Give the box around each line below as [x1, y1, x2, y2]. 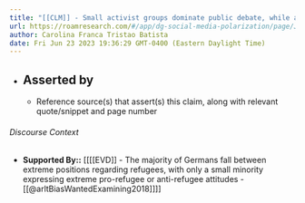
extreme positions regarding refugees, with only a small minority [22, 164, 264, 175]
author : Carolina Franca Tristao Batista [9, 30, 169, 39]
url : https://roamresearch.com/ [9, 22, 132, 31]
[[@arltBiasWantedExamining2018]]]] [22, 183, 162, 195]
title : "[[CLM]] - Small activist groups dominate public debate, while [9, 13, 290, 23]
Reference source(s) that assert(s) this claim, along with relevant [35, 96, 279, 107]
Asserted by [22, 72, 93, 87]
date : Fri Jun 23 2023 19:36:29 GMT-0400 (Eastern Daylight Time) [9, 38, 266, 48]
